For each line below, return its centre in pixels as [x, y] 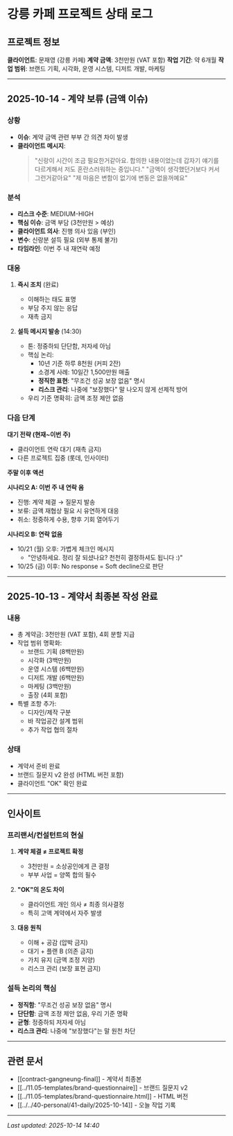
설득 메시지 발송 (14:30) [49, 332]
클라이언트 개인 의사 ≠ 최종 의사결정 [76, 904]
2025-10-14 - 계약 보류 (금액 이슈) [78, 99]
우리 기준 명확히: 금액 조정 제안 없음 [76, 398]
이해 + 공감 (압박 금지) [58, 943]
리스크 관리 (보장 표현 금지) [64, 969]
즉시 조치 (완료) [38, 284]
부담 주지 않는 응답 [53, 308]
